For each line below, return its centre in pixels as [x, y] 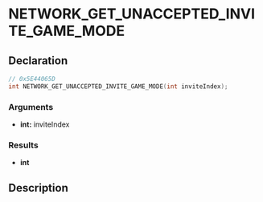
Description [38, 188]
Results [23, 145]
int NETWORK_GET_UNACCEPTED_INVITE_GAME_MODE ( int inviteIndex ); [118, 86]
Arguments [31, 107]
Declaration [38, 61]
